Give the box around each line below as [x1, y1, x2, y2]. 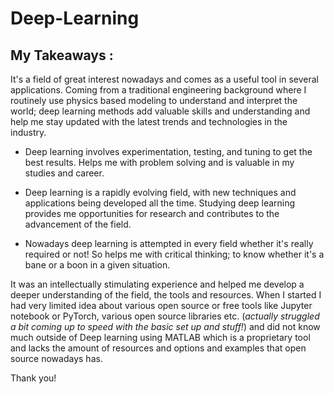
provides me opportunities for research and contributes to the [24, 208, 280, 219]
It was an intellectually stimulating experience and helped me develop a [10, 278, 305, 290]
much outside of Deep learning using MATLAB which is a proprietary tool [10, 332, 311, 343]
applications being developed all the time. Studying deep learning [24, 197, 296, 209]
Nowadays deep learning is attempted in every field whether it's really [24, 238, 314, 249]
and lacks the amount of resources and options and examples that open [10, 342, 307, 354]
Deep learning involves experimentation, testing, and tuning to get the [24, 146, 313, 157]
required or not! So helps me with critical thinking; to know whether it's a [24, 248, 325, 260]
